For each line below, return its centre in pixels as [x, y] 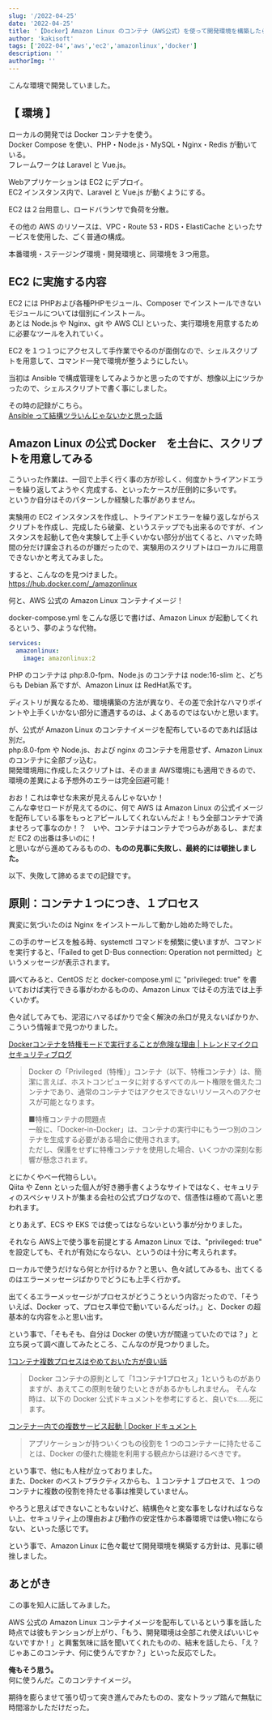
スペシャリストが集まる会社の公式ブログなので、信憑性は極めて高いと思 [142, 1197]
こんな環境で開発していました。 [62, 85]
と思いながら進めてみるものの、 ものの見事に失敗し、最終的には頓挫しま [129, 848]
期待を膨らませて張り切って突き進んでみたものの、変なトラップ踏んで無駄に [136, 1697]
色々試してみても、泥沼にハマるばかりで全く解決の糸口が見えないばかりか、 [136, 1016]
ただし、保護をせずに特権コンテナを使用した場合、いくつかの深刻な [142, 1149]
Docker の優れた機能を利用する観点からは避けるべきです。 [147, 1453]
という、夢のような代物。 [58, 628]
